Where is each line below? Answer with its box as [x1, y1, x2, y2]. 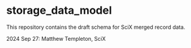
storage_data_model [6, 4, 113, 17]
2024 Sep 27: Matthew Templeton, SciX [6, 35, 106, 42]
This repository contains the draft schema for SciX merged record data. [6, 23, 186, 31]
